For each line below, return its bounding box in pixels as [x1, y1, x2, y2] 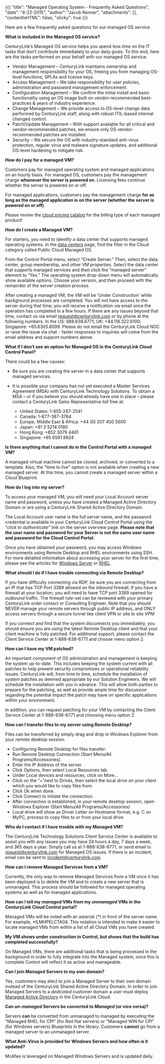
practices [12, 100, 32, 106]
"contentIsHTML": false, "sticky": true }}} [5, 15, 88, 20]
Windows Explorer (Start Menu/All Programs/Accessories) [12, 804, 131, 810]
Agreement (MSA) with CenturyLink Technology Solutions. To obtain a [12, 388, 155, 394]
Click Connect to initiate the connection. [12, 793, 94, 799]
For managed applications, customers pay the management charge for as [5, 192, 155, 198]
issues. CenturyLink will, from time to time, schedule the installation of [5, 671, 148, 677]
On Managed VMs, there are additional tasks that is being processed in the [5, 948, 157, 954]
